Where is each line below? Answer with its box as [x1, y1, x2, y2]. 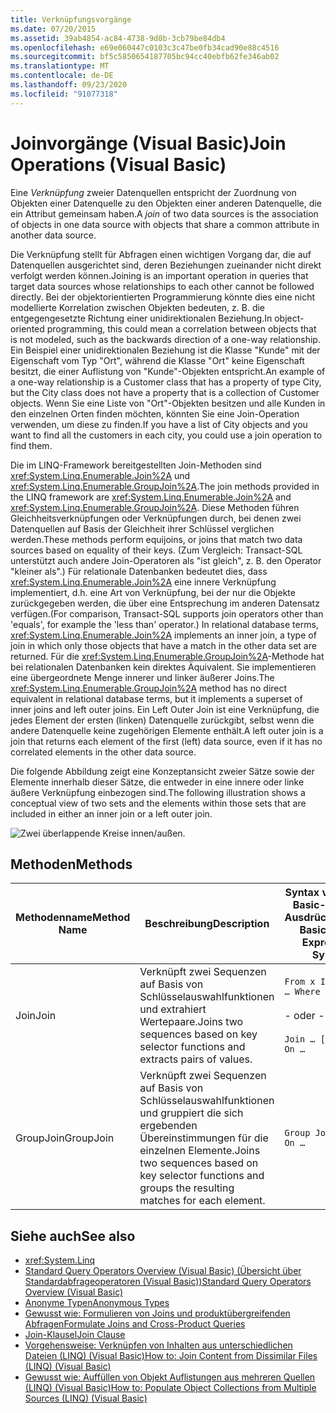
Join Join [15, 1009, 57, 1023]
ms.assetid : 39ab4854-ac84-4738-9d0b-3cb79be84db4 [10, 33, 226, 43]
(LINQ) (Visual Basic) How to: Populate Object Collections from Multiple [24, 1382, 317, 1394]
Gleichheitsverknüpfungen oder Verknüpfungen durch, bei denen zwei [10, 512, 302, 524]
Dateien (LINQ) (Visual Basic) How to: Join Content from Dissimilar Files [24, 1350, 318, 1362]
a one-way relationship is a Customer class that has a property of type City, [10, 376, 322, 388]
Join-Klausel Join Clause [24, 1329, 126, 1341]
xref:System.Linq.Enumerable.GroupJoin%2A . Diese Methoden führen [10, 501, 300, 513]
